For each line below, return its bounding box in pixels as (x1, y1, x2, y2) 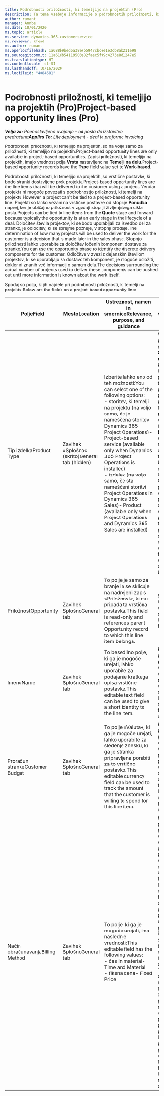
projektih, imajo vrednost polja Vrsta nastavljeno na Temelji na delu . (5, 159, 143, 165)
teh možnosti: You (104, 379, 144, 386)
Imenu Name (7, 679, 36, 686)
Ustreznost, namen (105, 298, 151, 305)
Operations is (104, 459, 135, 466)
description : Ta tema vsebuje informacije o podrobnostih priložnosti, (5, 12, 154, 17)
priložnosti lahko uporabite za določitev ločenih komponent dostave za (5, 241, 147, 247)
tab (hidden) (62, 459, 91, 466)
